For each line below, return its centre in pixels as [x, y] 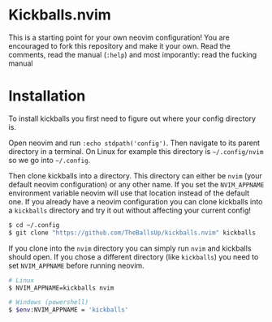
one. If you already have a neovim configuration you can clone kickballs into [136, 201]
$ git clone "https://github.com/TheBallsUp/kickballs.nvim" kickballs [132, 233]
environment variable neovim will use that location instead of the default [129, 193]
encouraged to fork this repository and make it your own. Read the [120, 45]
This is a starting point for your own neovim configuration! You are [119, 37]
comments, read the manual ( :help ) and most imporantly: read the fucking [133, 54]
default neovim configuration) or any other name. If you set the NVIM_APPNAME [136, 184]
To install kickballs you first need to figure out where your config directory [132, 118]
